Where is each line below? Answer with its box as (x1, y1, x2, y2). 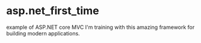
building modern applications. (6, 29, 80, 37)
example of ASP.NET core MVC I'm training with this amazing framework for (6, 24, 195, 31)
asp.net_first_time (6, 4, 99, 18)
